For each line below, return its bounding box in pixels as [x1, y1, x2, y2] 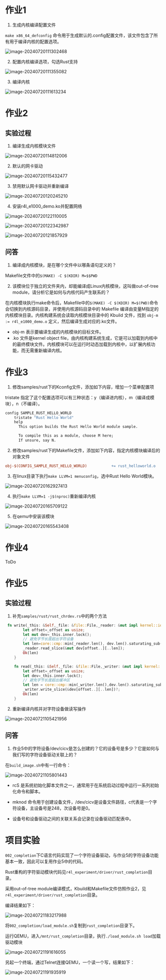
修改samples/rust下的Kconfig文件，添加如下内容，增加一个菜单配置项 [12, 384, 155, 390]
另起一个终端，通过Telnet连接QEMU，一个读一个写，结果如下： [5, 959, 135, 965]
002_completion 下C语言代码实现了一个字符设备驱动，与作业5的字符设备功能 [5, 852, 159, 858]
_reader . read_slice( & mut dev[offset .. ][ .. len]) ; [23, 646, 125, 651]
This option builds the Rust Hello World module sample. [18, 424, 138, 429]
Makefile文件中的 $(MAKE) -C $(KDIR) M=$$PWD [5, 272, 98, 278]
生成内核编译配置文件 [12, 22, 56, 28]
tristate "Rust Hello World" [14, 415, 74, 420]
